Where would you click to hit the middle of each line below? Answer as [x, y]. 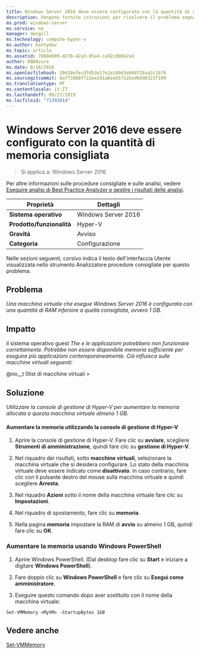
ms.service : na [25, 28]
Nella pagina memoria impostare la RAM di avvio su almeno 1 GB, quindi [104, 525]
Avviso [87, 234]
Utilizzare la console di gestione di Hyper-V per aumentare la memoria [93, 407]
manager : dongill [28, 34]
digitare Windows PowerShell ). [53, 565]
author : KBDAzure [28, 61]
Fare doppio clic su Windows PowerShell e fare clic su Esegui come [99, 577]
